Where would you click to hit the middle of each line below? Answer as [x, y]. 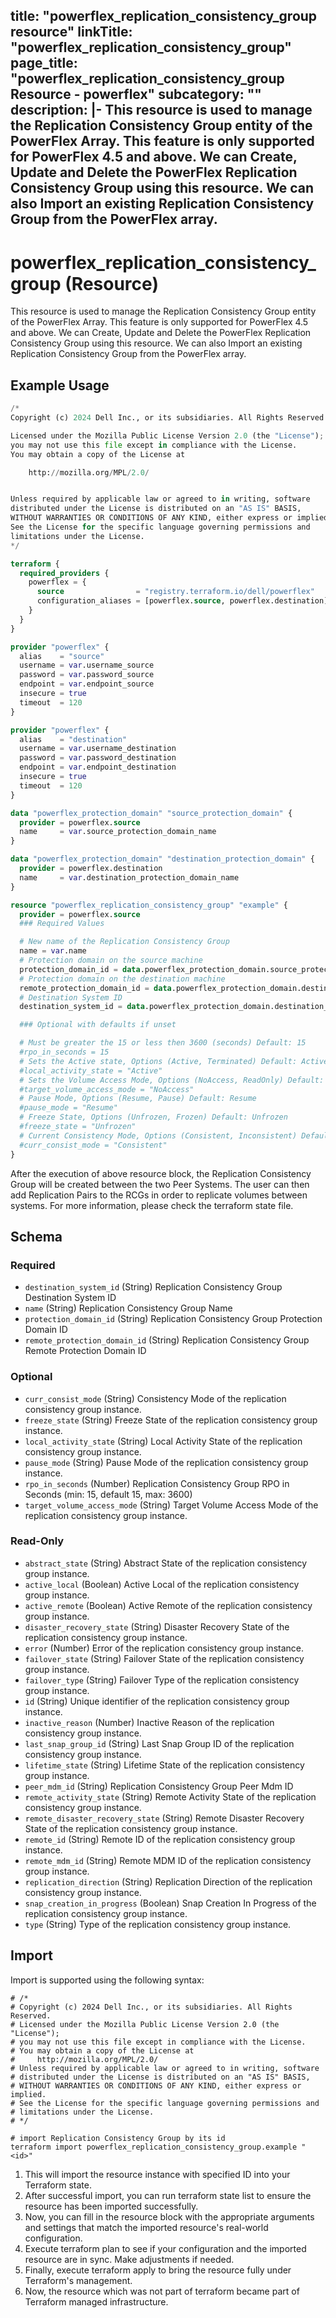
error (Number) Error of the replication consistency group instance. [164, 1648]
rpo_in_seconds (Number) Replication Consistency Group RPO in [157, 1483]
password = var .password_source [87, 675]
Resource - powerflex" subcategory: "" [136, 94]
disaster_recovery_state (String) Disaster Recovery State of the [157, 1626]
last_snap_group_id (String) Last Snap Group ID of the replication [159, 1743]
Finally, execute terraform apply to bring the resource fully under [158, 2270]
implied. [28, 2094]
